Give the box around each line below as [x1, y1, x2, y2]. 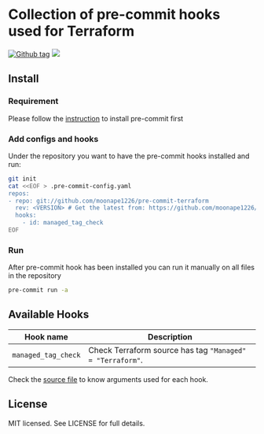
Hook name [24, 331, 68, 342]
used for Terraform [8, 22, 135, 40]
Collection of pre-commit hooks [8, 6, 221, 24]
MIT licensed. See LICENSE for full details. [8, 418, 145, 428]
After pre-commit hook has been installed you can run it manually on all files [8, 262, 255, 273]
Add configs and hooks [8, 133, 99, 144]
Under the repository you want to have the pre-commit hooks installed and [8, 151, 250, 161]
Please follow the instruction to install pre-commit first [8, 113, 184, 123]
